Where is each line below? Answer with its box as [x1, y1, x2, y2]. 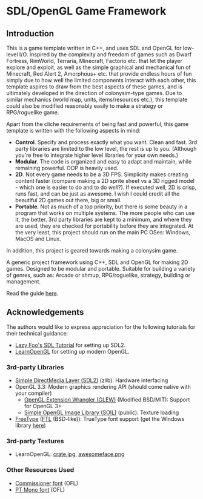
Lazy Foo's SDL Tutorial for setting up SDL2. [15, 341, 126, 349]
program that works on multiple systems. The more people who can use [15, 210, 195, 216]
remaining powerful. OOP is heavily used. [15, 165, 119, 171]
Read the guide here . [6, 289, 59, 297]
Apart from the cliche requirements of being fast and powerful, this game [6, 121, 189, 128]
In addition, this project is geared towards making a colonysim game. [6, 247, 178, 254]
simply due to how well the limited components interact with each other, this [6, 77, 196, 84]
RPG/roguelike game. [6, 109, 59, 116]
